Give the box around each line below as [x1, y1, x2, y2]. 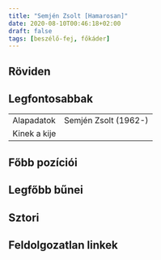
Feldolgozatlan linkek [8, 238, 119, 252]
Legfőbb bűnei [8, 183, 83, 197]
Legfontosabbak [8, 92, 93, 106]
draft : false [8, 27, 53, 35]
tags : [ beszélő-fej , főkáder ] [8, 34, 111, 43]
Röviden [8, 64, 51, 78]
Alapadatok [12, 115, 57, 126]
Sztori [8, 211, 40, 224]
